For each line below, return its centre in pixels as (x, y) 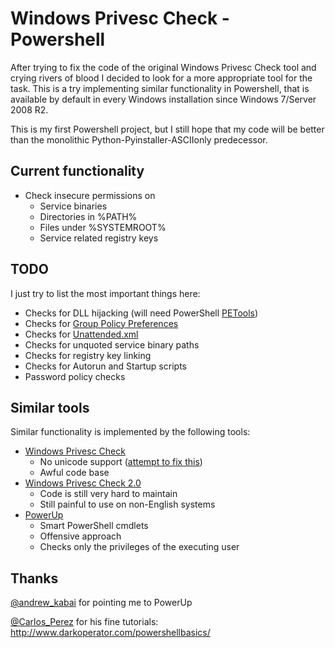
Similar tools (50, 407)
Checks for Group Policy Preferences (101, 323)
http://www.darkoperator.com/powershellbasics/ (110, 633)
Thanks (34, 578)
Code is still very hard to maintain (108, 494)
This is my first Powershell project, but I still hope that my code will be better (167, 129)
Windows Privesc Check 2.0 (83, 483)
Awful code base (74, 473)
